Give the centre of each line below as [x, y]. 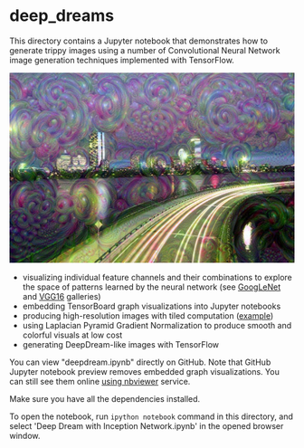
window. [25, 436]
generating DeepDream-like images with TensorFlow [121, 345]
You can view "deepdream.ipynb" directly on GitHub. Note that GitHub [140, 362]
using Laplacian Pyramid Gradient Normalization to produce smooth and [157, 326]
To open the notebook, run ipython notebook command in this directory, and [152, 416]
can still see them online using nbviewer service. [100, 382]
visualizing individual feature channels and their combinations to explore [157, 278]
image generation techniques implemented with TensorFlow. [122, 60]
